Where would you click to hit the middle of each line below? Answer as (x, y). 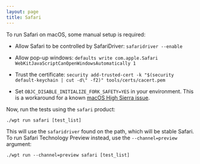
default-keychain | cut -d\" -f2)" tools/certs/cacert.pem (90, 80)
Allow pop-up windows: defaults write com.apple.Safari (87, 57)
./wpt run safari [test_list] (44, 120)
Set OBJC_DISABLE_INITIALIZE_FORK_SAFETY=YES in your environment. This (104, 91)
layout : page (22, 12)
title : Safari (24, 17)
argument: (19, 144)
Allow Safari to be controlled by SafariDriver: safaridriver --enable (99, 46)
